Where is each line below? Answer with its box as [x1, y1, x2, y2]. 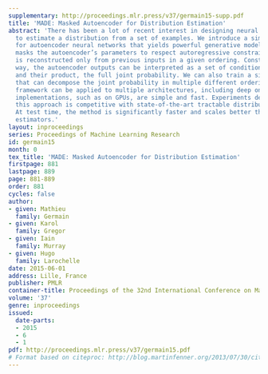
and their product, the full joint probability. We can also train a [15, 71, 251, 79]
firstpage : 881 [8, 161, 59, 169]
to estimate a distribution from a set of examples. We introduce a [15, 34, 248, 42]
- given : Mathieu [8, 205, 66, 213]
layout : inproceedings [8, 123, 84, 131]
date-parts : [15, 316, 56, 324]
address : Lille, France [8, 272, 88, 280]
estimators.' [15, 116, 59, 124]
